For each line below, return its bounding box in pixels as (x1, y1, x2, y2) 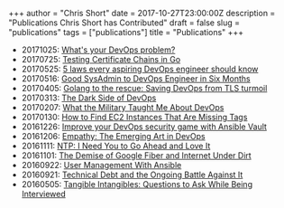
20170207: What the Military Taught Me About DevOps (21, 102, 224, 112)
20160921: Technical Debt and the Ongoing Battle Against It (21, 169, 243, 180)
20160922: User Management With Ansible (21, 160, 182, 170)
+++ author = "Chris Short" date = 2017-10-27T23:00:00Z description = (8, 8, 276, 18)
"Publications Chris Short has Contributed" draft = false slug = (8, 17, 241, 28)
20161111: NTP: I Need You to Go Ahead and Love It (21, 140, 211, 151)
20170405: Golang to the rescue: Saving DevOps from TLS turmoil (21, 83, 268, 93)
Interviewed (21, 189, 67, 199)
